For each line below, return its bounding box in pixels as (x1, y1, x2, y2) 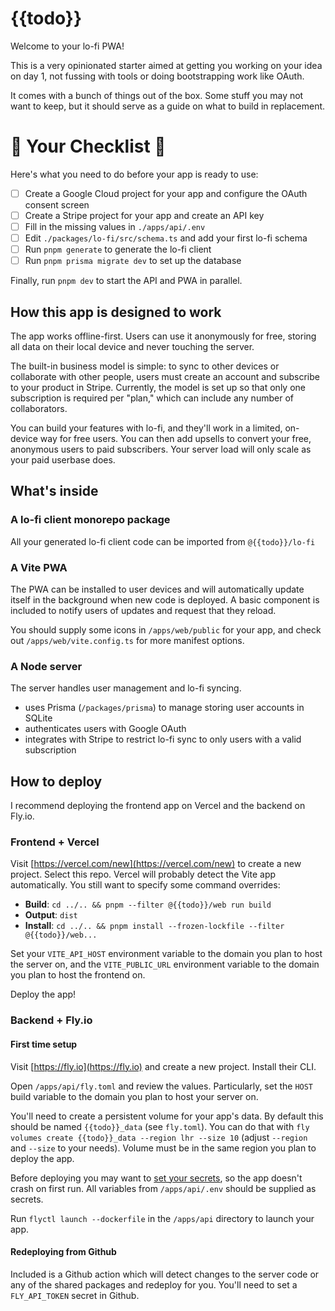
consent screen (24, 198, 90, 211)
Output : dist (24, 909, 78, 921)
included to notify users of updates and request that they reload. (10, 605, 277, 617)
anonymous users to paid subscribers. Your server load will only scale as (10, 443, 312, 456)
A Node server (10, 659, 83, 673)
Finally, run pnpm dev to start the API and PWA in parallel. (10, 275, 243, 287)
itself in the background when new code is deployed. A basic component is (10, 594, 320, 606)
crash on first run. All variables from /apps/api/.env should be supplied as (10, 1182, 317, 1194)
